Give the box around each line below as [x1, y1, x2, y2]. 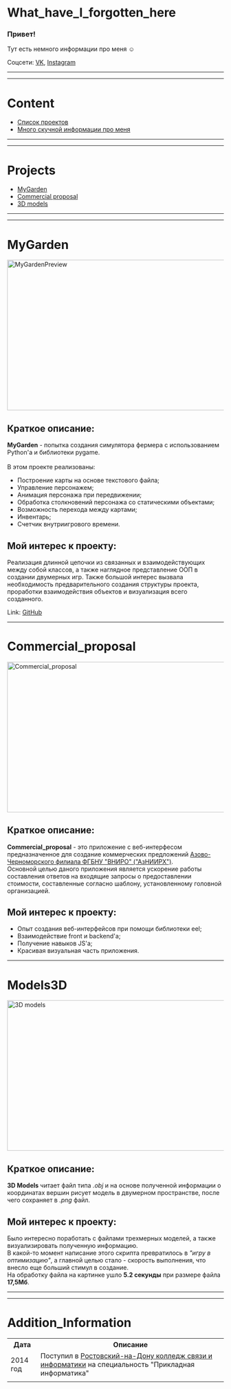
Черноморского [7, 857, 54, 865]
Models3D [7, 977, 67, 993]
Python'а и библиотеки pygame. [7, 449, 100, 457]
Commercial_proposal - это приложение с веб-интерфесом [7, 843, 182, 851]
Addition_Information [7, 1315, 132, 1331]
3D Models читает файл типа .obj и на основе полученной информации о [7, 1181, 221, 1189]
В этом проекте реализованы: [7, 463, 96, 471]
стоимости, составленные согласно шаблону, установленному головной [7, 879, 222, 887]
